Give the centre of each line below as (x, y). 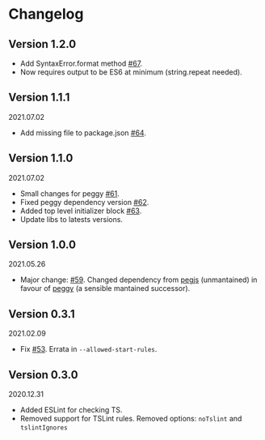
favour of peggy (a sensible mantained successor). (105, 288)
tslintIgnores (44, 428)
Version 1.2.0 (42, 44)
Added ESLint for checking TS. (71, 410)
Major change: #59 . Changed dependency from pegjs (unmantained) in (139, 280)
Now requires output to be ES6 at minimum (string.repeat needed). (131, 72)
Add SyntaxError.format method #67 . (81, 63)
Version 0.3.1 (42, 314)
